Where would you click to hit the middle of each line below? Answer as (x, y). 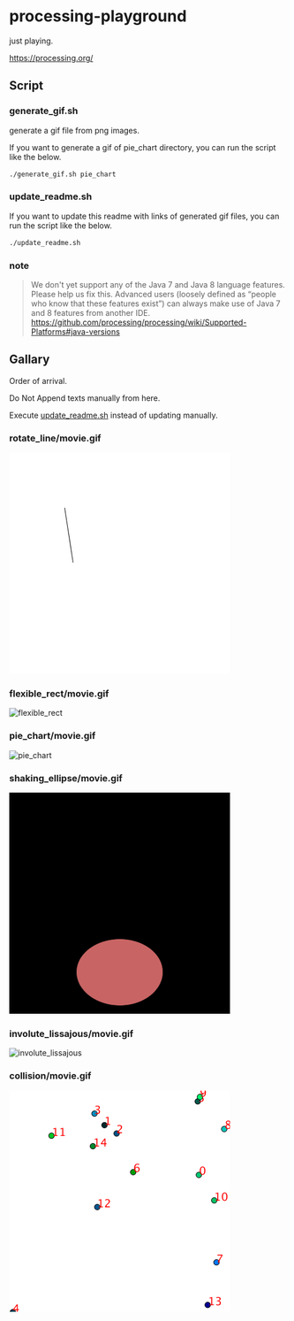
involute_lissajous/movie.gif (72, 1033)
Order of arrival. (38, 380)
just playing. (31, 41)
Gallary (30, 360)
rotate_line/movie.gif (55, 438)
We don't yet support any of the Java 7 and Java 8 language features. (158, 284)
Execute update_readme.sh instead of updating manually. (113, 415)
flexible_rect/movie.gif (59, 694)
